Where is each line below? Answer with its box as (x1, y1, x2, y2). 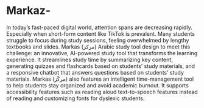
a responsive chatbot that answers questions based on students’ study (6, 69, 185, 76)
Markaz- (6, 4, 51, 18)
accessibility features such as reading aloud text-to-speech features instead (6, 88, 198, 95)
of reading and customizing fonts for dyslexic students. (6, 95, 145, 102)
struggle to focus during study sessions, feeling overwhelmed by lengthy (6, 36, 189, 44)
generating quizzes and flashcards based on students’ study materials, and (6, 62, 195, 70)
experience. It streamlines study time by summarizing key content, (6, 56, 174, 63)
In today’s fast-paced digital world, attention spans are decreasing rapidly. (6, 24, 193, 31)
